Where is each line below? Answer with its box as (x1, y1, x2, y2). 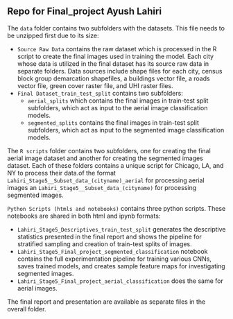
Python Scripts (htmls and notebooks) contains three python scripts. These (7, 204, 226, 212)
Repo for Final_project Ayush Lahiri (7, 6, 162, 17)
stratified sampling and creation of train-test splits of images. (17, 239, 192, 248)
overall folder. (7, 304, 46, 313)
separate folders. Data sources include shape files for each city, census (17, 67, 223, 75)
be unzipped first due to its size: (7, 31, 99, 40)
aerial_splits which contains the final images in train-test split (27, 96, 209, 105)
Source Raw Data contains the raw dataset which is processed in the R (17, 44, 217, 53)
